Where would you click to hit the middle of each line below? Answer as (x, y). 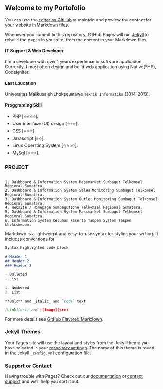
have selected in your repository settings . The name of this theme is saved (80, 348)
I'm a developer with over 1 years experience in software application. (74, 62)
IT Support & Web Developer (35, 51)
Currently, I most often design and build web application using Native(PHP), (81, 67)
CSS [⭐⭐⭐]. (24, 131)
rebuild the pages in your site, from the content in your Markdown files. (76, 40)
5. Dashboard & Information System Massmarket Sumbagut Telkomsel (74, 212)
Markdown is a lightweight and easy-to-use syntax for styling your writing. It (81, 233)
